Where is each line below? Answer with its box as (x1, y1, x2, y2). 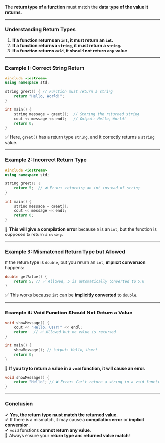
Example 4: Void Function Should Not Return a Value (5, 309, 133, 316)
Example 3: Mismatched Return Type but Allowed (5, 248, 125, 255)
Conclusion (5, 400, 33, 407)
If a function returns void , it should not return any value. (12, 48, 129, 53)
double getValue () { (5, 274, 48, 279)
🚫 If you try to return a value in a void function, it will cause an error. (5, 365, 146, 371)
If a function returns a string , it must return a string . (12, 43, 122, 49)
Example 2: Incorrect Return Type (5, 156, 87, 163)
